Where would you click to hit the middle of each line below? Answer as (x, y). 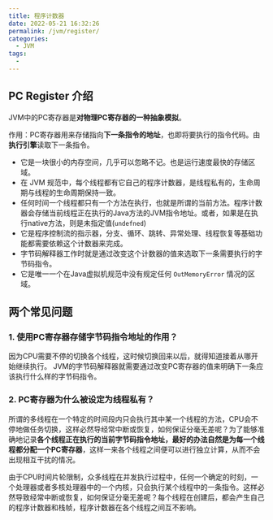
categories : (28, 39)
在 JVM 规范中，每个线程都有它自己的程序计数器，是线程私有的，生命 (136, 182)
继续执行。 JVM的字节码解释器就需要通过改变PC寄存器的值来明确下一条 (136, 366)
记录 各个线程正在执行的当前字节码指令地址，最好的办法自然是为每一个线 (143, 439)
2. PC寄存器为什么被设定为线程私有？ (82, 400)
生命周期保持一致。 (88, 193)
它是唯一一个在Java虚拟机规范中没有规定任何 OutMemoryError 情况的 (134, 274)
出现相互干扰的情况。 (44, 459)
